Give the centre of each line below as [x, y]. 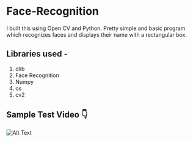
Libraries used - [37, 54]
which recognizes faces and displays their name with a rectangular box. [97, 34]
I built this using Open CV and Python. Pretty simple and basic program [96, 28]
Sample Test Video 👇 [47, 115]
